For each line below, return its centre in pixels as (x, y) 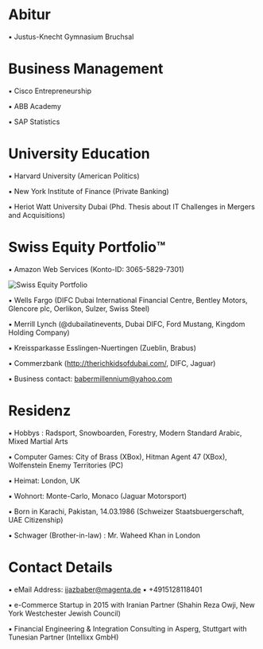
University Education (79, 154)
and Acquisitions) (37, 215)
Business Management (86, 69)
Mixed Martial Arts (39, 441)
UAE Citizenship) (36, 519)
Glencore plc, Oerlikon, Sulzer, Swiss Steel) (79, 309)
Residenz (40, 410)
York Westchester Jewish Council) (65, 613)
